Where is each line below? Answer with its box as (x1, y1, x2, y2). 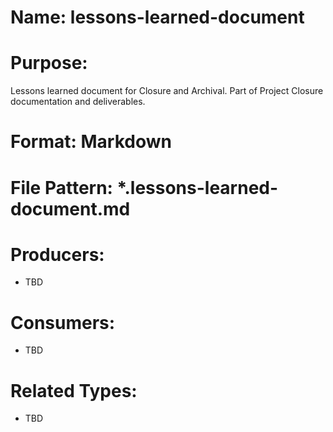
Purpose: (10, 52, 88, 75)
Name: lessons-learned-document (10, 6, 305, 29)
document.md (10, 197, 131, 220)
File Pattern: (10, 176, 113, 199)
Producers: (10, 243, 105, 266)
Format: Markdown (10, 131, 172, 153)
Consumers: (10, 311, 116, 334)
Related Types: (10, 379, 138, 402)
